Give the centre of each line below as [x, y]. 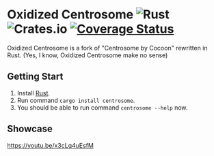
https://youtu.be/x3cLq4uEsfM [51, 145]
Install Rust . [33, 93]
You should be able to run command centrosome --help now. [102, 107]
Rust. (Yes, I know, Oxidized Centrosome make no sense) [88, 55]
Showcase [30, 129]
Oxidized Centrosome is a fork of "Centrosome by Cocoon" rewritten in [107, 48]
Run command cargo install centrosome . [76, 100]
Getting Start [35, 77]
